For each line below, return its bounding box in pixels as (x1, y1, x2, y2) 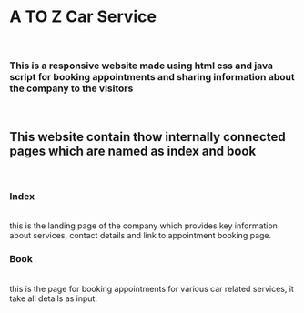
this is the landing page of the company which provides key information (9, 220, 278, 231)
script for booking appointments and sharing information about (9, 70, 295, 83)
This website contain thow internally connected (9, 129, 286, 145)
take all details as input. (9, 293, 98, 304)
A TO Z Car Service (9, 6, 157, 27)
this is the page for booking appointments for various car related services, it (9, 283, 294, 294)
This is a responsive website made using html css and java (9, 59, 274, 72)
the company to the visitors (9, 82, 134, 95)
